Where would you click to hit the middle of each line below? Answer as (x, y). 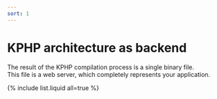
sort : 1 (18, 13)
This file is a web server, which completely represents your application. (109, 74)
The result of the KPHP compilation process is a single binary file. (101, 67)
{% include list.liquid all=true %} (53, 88)
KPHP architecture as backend (97, 47)
